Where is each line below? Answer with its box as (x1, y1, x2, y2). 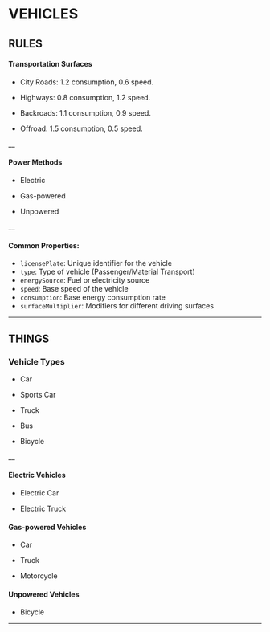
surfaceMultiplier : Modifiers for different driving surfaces (19, 301, 215, 311)
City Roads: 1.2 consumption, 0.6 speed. (19, 77, 154, 87)
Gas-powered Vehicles (8, 522, 87, 532)
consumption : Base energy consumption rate (19, 292, 166, 302)
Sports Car (19, 389, 56, 399)
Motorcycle (19, 571, 58, 581)
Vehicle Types (8, 356, 66, 367)
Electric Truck (19, 504, 67, 514)
